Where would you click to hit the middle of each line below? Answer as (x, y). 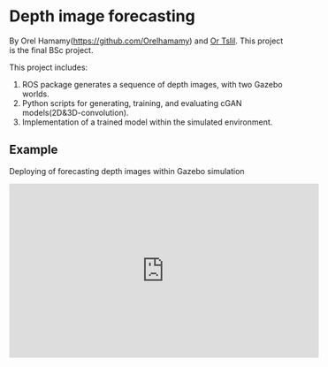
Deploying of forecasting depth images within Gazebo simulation (127, 171)
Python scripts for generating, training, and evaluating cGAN (132, 103)
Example (34, 150)
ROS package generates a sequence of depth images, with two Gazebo (152, 84)
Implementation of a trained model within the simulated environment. (147, 122)
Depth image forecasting (103, 16)
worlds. (36, 94)
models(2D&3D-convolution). (75, 112)
